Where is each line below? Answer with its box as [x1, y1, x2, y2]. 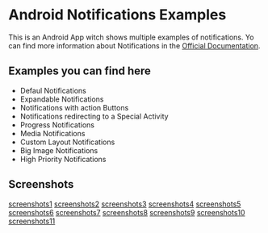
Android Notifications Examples [8, 6, 227, 24]
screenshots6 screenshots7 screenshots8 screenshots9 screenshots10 [8, 207, 245, 217]
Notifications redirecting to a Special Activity [19, 111, 169, 121]
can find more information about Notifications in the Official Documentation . [8, 40, 261, 50]
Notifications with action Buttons [19, 102, 129, 112]
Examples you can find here [8, 64, 152, 78]
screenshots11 [8, 216, 56, 226]
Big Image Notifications [19, 145, 98, 155]
